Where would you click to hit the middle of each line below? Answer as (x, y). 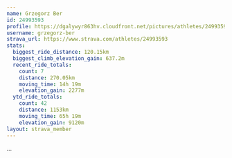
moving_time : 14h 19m (50, 84)
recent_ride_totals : (42, 65)
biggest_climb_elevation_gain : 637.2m (69, 59)
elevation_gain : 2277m (52, 90)
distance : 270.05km (47, 78)
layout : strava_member (39, 129)
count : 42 (33, 103)
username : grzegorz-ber (41, 33)
